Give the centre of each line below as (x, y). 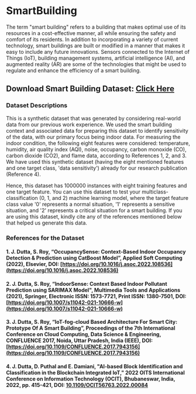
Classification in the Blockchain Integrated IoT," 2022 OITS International (96, 372)
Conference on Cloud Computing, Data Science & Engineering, (84, 334)
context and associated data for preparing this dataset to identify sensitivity (97, 130)
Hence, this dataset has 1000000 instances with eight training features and (97, 185)
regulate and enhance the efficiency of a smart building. (74, 70)
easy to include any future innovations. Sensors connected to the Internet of (98, 51)
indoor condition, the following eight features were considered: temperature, (98, 143)
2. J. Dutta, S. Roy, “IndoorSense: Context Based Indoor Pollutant (87, 284)
